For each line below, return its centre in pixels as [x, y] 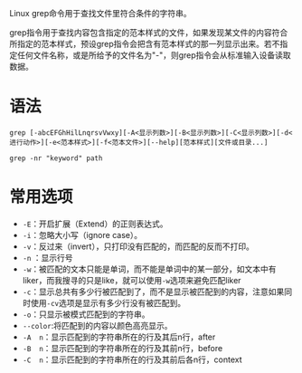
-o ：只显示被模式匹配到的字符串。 [86, 314]
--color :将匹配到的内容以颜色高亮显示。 [97, 325]
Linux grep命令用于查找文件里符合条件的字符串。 [100, 13]
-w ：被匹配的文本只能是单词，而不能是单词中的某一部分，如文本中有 [150, 269]
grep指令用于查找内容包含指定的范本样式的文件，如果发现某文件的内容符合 [149, 33]
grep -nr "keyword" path [56, 158]
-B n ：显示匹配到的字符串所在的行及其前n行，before [123, 348]
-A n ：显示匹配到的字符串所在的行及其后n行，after [119, 337]
